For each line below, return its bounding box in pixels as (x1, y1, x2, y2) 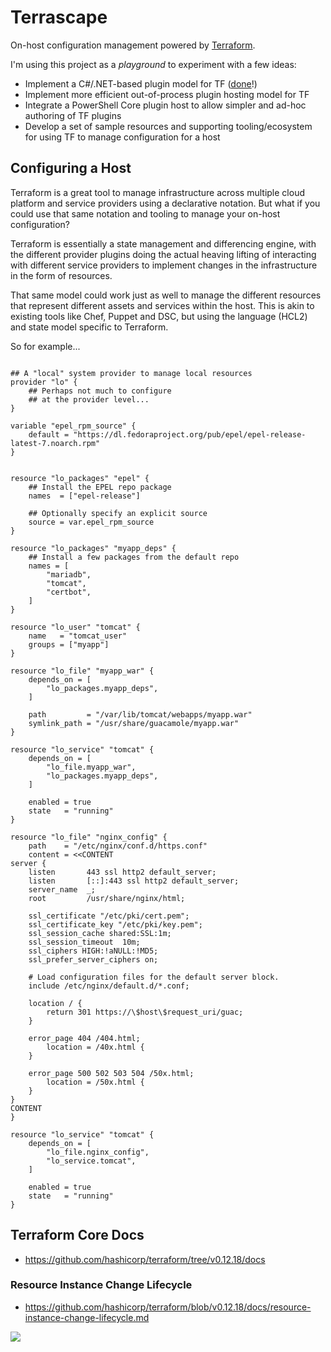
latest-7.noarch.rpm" (10, 438, 101, 448)
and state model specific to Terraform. (10, 321, 169, 333)
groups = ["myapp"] (28, 639, 110, 650)
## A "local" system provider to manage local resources (10, 368, 253, 378)
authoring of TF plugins (24, 109, 122, 121)
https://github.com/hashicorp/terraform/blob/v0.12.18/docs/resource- (24, 1301, 312, 1313)
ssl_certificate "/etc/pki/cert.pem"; (28, 911, 190, 921)
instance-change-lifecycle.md (24, 1311, 150, 1323)
